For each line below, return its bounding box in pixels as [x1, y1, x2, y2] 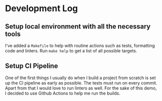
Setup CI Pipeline [5, 62, 58, 70]
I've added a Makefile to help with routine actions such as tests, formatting [5, 43, 155, 49]
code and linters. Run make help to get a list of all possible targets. [5, 48, 137, 53]
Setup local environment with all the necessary [5, 22, 151, 31]
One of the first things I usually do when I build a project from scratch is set [5, 75, 156, 81]
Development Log [5, 3, 78, 14]
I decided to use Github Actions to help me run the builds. [5, 90, 121, 96]
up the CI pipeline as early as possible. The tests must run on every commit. [5, 80, 157, 85]
